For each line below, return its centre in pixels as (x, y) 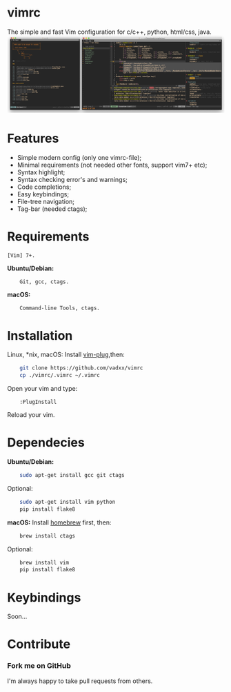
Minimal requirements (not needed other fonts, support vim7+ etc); (112, 165)
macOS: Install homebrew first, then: (59, 522)
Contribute (39, 644)
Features (33, 138)
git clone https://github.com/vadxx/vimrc (81, 368)
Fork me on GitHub (39, 666)
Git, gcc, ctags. (44, 282)
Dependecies (46, 443)
